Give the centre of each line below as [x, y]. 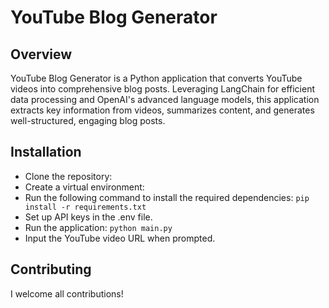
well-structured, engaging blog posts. [88, 120]
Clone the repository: [68, 176]
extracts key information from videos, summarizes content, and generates [162, 110]
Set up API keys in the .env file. [88, 217]
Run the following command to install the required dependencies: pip [167, 197]
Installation [46, 152]
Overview [41, 54]
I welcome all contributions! [67, 293]
